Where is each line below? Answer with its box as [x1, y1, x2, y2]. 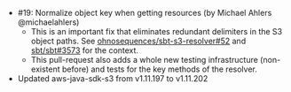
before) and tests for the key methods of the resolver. [61, 64, 257, 74]
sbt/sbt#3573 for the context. [30, 45, 139, 56]
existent [30, 64, 60, 74]
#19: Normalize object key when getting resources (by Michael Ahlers [17, 8, 272, 18]
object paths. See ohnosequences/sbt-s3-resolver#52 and [30, 35, 247, 46]
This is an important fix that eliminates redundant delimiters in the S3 [30, 27, 282, 36]
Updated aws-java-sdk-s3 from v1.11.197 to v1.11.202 [17, 73, 208, 83]
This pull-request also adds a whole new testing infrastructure [30, 55, 259, 65]
